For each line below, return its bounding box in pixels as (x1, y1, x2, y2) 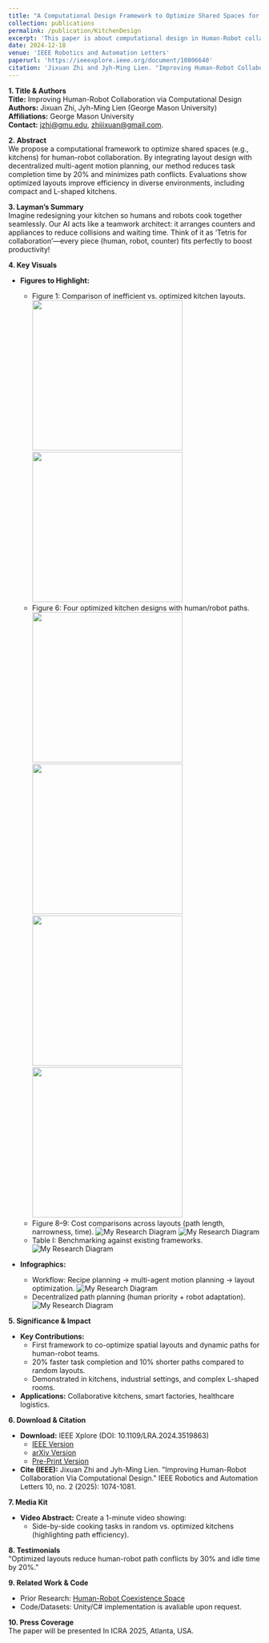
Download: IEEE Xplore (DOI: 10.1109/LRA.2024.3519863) (19, 1431, 210, 1440)
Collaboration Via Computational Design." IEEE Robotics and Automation (19, 1473, 259, 1483)
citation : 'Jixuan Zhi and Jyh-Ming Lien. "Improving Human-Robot (8, 64, 235, 72)
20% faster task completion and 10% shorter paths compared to (31, 1357, 244, 1367)
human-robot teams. (31, 1348, 100, 1358)
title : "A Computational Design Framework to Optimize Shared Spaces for (8, 11, 260, 20)
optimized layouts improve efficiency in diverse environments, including (8, 178, 245, 187)
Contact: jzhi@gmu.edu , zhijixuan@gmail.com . (8, 119, 164, 129)
